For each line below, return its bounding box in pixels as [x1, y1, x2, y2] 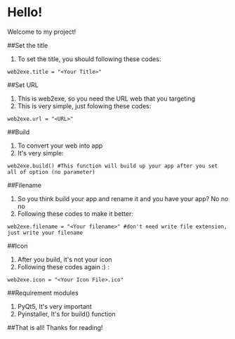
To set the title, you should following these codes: [17, 54, 161, 63]
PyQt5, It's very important [17, 302, 93, 310]
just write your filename [7, 229, 83, 236]
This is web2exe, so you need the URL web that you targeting [17, 94, 196, 103]
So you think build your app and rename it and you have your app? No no [17, 194, 229, 203]
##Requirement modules [7, 288, 79, 297]
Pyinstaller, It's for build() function [17, 309, 116, 318]
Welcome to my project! [7, 27, 76, 36]
